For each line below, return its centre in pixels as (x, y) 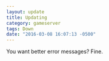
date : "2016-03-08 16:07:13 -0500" (51, 34)
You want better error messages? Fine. (54, 51)
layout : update (25, 12)
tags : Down (20, 29)
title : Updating (27, 18)
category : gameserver (34, 23)
